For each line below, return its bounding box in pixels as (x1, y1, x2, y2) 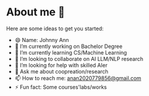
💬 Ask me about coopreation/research (14, 68, 108, 75)
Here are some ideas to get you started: (6, 25, 104, 32)
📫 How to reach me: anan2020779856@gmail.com (14, 74, 142, 82)
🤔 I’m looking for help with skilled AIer (14, 62, 108, 69)
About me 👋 (6, 5, 66, 19)
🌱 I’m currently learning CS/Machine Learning (14, 49, 127, 56)
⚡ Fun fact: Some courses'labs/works (14, 83, 107, 91)
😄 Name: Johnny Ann (14, 36, 70, 43)
